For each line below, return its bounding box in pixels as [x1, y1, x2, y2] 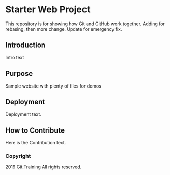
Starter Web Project [5, 4, 91, 15]
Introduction [5, 41, 46, 50]
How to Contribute [5, 126, 65, 135]
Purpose [5, 69, 33, 78]
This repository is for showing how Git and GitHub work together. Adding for [5, 20, 165, 27]
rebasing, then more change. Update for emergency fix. [5, 26, 122, 32]
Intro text [5, 54, 24, 60]
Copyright [5, 152, 31, 160]
